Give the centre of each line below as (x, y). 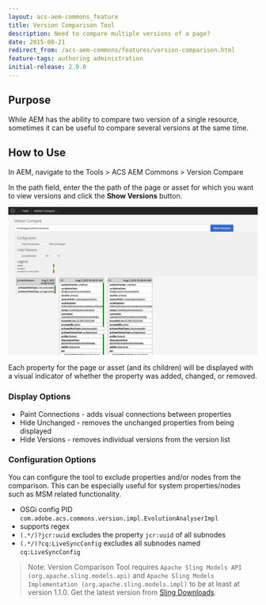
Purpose (30, 100)
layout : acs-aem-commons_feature (63, 17)
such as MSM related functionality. (65, 494)
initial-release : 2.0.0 (47, 67)
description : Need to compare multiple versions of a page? (110, 33)
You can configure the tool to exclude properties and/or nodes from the (125, 477)
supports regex (44, 526)
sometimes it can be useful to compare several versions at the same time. (129, 128)
